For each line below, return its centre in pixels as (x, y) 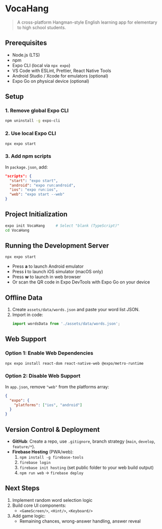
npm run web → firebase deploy (51, 473)
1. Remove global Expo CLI (37, 110)
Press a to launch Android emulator (48, 266)
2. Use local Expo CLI (31, 134)
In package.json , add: (27, 167)
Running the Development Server (57, 245)
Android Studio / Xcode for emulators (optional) (60, 76)
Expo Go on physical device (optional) (51, 81)
